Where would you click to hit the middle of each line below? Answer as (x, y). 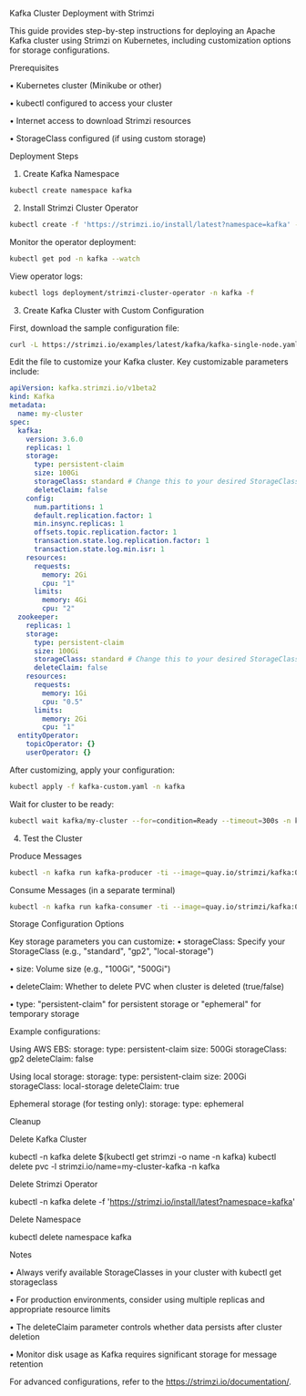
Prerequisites (34, 68)
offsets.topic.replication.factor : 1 (105, 532)
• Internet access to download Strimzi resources (100, 121)
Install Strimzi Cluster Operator (80, 208)
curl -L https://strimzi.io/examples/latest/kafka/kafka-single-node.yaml (154, 344)
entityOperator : (48, 736)
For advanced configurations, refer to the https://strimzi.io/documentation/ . (150, 1382)
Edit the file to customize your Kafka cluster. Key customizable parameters (149, 362)
